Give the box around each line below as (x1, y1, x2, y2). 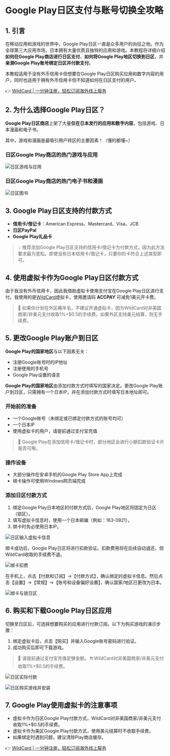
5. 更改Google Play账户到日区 (5, 334, 98, 343)
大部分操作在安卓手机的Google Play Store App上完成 (12, 472, 123, 478)
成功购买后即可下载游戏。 (12, 644, 66, 650)
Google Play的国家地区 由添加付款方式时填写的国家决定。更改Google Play (5, 382, 159, 388)
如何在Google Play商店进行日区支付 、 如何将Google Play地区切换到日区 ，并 (5, 54, 164, 59)
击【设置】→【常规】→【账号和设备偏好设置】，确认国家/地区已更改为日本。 (5, 579, 164, 585)
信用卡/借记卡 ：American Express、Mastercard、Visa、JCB (12, 221, 139, 227)
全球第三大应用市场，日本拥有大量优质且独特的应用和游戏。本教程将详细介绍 (5, 47, 165, 53)
